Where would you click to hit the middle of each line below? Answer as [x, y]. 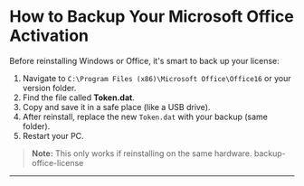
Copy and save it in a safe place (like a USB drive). [116, 107]
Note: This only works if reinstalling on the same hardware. [142, 153]
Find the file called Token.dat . [79, 98]
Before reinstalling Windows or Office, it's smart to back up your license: [144, 60]
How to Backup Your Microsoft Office [152, 17]
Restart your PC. [53, 135]
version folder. [49, 88]
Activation [49, 36]
